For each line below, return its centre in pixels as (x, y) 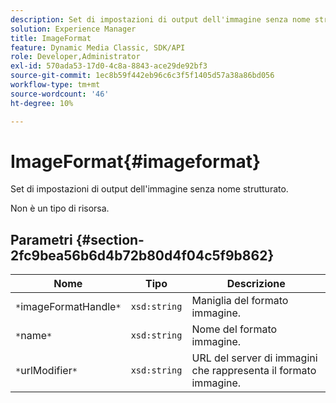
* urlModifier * (46, 371)
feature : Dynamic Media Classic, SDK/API (98, 47)
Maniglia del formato (240, 301)
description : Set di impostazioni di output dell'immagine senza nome (160, 19)
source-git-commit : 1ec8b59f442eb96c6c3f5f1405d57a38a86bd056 (142, 76)
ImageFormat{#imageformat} (136, 161)
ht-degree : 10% (42, 103)
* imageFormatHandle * (68, 307)
